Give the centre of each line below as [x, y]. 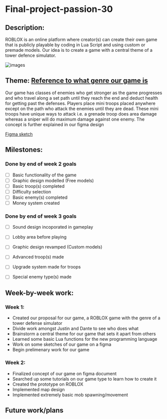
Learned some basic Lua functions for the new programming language [85, 339]
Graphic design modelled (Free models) [53, 180]
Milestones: [24, 150]
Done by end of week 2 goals [41, 164]
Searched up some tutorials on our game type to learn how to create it [84, 379]
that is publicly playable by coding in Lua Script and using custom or [75, 45]
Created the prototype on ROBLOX [48, 384]
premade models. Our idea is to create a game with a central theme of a [79, 50]
